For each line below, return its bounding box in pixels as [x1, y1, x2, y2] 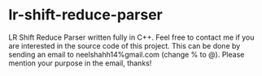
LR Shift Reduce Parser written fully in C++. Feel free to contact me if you [8, 32, 255, 42]
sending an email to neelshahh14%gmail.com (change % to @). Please [8, 49, 245, 59]
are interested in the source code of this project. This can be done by [8, 40, 241, 50]
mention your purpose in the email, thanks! [8, 58, 152, 68]
